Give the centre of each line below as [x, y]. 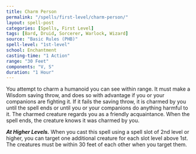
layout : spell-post [30, 23]
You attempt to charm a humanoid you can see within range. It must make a [98, 89]
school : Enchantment [32, 50]
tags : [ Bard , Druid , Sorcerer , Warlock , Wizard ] [67, 34]
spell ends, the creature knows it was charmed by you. [73, 121]
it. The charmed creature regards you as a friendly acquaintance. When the [98, 114]
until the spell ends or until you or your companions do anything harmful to [97, 108]
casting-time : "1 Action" [38, 56]
